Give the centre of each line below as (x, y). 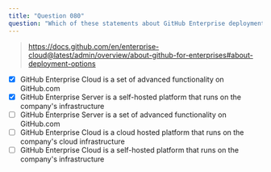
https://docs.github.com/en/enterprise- (94, 46)
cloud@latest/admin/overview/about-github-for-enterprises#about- (141, 55)
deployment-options (62, 63)
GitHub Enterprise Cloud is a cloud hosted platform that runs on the (132, 132)
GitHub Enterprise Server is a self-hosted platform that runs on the (131, 97)
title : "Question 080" (46, 16)
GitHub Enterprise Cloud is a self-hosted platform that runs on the (129, 149)
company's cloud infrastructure (72, 141)
